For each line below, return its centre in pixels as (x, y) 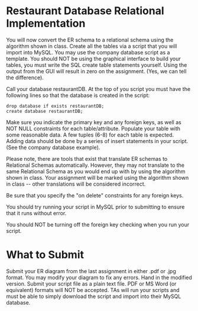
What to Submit (45, 255)
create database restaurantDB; (45, 111)
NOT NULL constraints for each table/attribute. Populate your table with (93, 128)
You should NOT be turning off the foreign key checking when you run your (98, 224)
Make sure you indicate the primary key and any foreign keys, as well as (94, 122)
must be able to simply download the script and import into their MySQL (94, 296)
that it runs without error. (36, 213)
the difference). (25, 77)
